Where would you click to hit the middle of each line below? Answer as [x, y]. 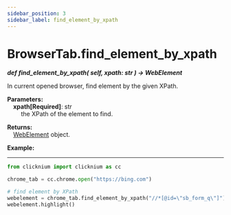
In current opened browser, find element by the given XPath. [93, 86]
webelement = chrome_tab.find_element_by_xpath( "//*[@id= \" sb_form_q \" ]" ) [117, 199]
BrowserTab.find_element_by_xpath [112, 54]
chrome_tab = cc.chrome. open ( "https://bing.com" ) [80, 179]
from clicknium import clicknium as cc [64, 167]
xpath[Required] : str [43, 106]
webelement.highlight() [41, 204]
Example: [21, 148]
